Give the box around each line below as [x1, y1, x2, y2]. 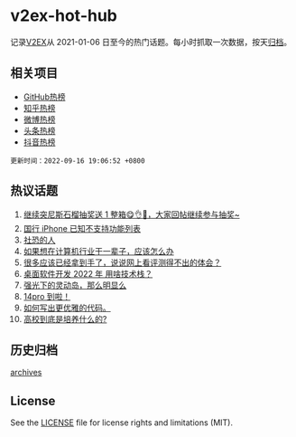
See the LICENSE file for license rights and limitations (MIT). [10, 417, 234, 428]
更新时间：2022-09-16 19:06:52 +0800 [10, 156, 145, 166]
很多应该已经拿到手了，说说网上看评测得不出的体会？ [23, 257, 222, 268]
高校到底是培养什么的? [23, 313, 107, 324]
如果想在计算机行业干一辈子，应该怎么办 [23, 245, 174, 256]
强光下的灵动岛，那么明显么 [23, 280, 127, 290]
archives [10, 367, 42, 378]
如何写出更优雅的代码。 [23, 302, 111, 313]
